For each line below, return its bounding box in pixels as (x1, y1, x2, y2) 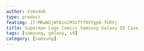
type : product (6, 14, 41, 20)
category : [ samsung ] (6, 36, 57, 42)
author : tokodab (6, 8, 46, 15)
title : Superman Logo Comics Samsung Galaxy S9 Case (6, 25, 139, 31)
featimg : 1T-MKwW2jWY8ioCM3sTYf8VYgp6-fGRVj (6, 19, 117, 25)
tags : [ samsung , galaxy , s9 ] (6, 30, 78, 36)
